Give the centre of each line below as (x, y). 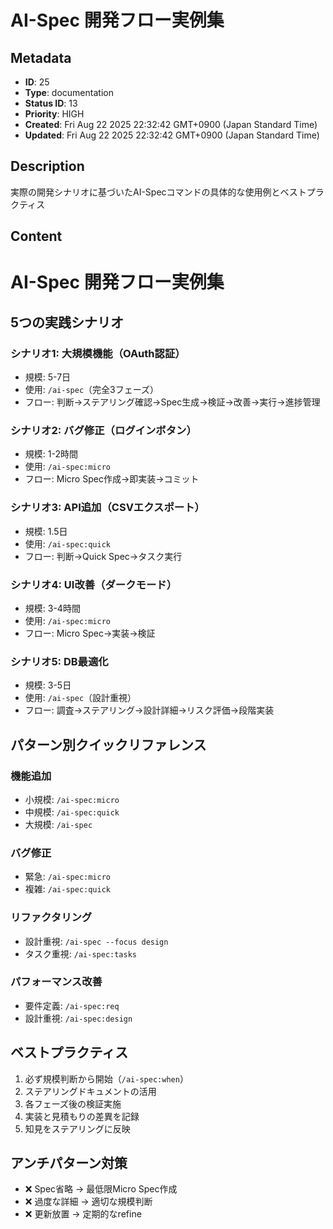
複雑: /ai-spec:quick (68, 889)
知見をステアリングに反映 (77, 1128)
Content (36, 236)
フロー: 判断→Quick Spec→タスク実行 (103, 556)
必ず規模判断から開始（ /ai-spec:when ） (106, 1078)
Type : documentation (69, 92)
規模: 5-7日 (48, 377)
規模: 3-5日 (48, 685)
